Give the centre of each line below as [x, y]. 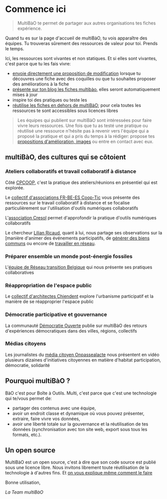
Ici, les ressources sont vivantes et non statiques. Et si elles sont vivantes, [81, 58]
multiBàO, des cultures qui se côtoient [66, 157]
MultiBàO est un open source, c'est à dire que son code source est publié [81, 462]
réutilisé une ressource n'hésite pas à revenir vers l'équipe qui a [83, 130]
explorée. [15, 187]
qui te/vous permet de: [29, 398]
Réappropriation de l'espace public [49, 285]
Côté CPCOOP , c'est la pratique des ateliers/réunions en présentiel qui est [82, 182]
